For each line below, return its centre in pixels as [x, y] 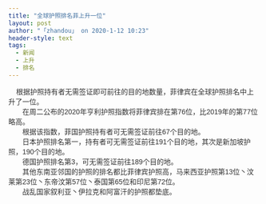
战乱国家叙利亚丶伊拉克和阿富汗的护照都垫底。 [99, 192]
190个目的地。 [46, 152]
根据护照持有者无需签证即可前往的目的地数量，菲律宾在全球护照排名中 [131, 92]
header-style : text [41, 38]
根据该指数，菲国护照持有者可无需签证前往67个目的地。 [113, 132]
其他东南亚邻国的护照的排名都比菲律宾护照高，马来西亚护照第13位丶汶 [138, 172]
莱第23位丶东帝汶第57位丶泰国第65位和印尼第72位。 [94, 182]
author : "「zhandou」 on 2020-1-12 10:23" [79, 30]
